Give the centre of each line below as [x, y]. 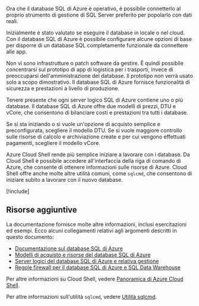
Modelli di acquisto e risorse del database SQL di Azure [83, 254]
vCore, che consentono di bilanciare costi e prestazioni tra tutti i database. [97, 113]
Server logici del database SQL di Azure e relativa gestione [87, 261]
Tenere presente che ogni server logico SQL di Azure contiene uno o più [94, 100]
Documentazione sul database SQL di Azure [69, 248]
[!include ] [18, 191]
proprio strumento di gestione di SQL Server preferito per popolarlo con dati [99, 15]
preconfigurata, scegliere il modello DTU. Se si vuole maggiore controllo [94, 130]
